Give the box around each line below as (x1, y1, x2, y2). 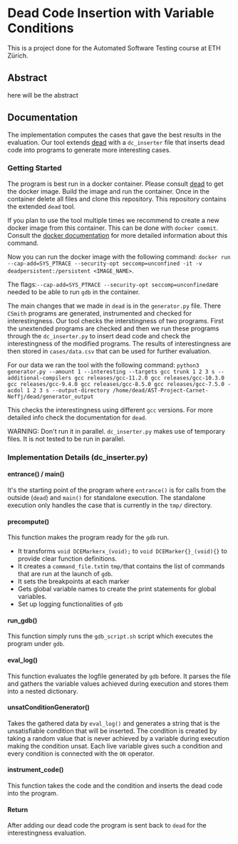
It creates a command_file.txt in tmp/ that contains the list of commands (17, 562, 225, 571)
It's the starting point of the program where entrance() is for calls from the (7, 486, 227, 494)
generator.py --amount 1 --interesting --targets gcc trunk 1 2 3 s (7, 368, 215, 375)
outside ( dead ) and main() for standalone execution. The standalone (7, 493, 206, 501)
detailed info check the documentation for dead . (7, 413, 148, 422)
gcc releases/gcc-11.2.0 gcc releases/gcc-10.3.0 (74, 374, 224, 382)
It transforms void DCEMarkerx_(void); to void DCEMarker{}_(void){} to (17, 547, 228, 556)
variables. (17, 593, 47, 601)
